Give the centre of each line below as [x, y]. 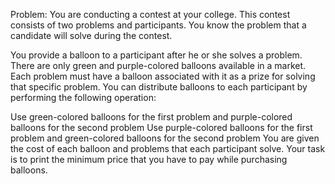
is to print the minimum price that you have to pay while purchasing [149, 159]
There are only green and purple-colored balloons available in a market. [158, 65]
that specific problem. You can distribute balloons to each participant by [159, 87]
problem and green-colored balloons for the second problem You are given [165, 138]
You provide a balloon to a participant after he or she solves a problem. [156, 55]
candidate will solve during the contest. [91, 35]
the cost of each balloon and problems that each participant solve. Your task [168, 148]
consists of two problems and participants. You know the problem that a [158, 25]
